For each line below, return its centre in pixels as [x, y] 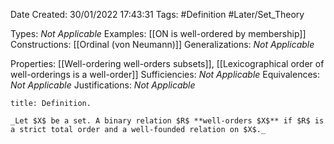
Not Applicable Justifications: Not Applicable [103, 85]
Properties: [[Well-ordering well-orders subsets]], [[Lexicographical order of [167, 63]
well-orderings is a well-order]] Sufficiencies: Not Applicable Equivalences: [165, 74]
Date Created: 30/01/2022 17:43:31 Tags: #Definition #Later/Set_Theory [157, 14]
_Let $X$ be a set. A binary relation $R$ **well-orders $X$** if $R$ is [167, 121]
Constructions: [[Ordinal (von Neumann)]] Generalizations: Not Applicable [162, 44]
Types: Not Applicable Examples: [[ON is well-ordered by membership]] [158, 33]
